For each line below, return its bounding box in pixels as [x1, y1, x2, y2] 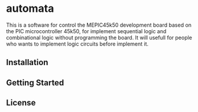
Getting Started [6, 78, 64, 88]
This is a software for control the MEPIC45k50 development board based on [6, 21, 192, 28]
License [6, 98, 36, 108]
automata [6, 2, 54, 15]
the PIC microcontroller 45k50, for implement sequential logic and [6, 27, 167, 34]
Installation [6, 57, 48, 68]
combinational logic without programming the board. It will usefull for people [6, 34, 192, 41]
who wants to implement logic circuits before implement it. [6, 40, 149, 47]
